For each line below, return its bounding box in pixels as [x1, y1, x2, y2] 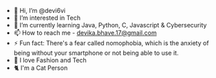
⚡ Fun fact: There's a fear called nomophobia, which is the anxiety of [13, 39, 209, 47]
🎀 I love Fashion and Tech [13, 56, 87, 64]
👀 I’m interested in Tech [13, 14, 81, 22]
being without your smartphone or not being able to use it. [13, 49, 179, 57]
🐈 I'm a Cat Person [13, 64, 68, 72]
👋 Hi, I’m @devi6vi [13, 7, 66, 14]
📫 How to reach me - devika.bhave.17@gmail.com [13, 29, 157, 37]
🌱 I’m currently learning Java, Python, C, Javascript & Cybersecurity [13, 21, 207, 29]
